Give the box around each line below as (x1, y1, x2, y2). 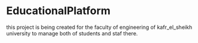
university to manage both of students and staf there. (6, 29, 138, 37)
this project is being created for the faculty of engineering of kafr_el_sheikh (6, 24, 193, 31)
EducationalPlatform (6, 4, 111, 18)
